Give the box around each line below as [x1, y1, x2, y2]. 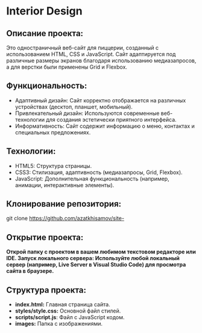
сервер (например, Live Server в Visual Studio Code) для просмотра [6, 261, 186, 269]
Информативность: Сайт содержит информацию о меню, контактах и [14, 122, 195, 129]
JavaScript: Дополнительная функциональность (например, [14, 175, 170, 182]
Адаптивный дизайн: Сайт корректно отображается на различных [14, 96, 186, 104]
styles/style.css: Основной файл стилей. [14, 307, 121, 314]
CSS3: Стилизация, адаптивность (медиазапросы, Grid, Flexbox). [14, 169, 183, 176]
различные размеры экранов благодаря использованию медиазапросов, [6, 57, 197, 64]
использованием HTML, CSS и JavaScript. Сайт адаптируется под [6, 51, 176, 58]
